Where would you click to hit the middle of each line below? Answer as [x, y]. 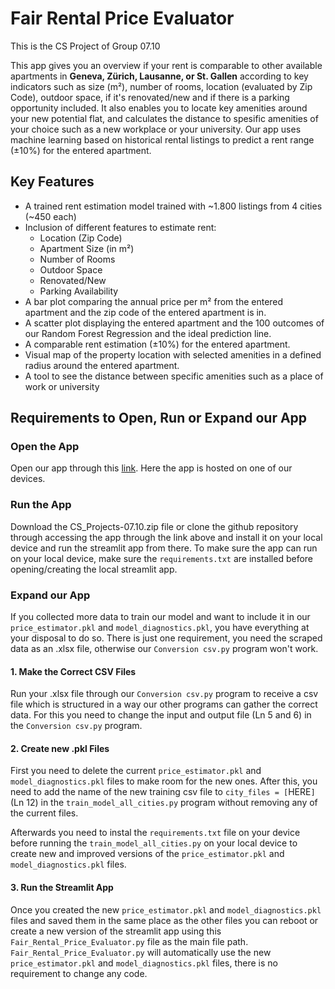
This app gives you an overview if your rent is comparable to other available [166, 65]
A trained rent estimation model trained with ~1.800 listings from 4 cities [173, 206]
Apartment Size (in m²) [87, 248]
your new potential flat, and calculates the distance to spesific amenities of [164, 118]
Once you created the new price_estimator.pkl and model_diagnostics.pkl [166, 909]
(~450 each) [50, 216]
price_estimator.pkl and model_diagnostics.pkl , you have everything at [160, 628]
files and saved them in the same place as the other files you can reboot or [164, 920]
